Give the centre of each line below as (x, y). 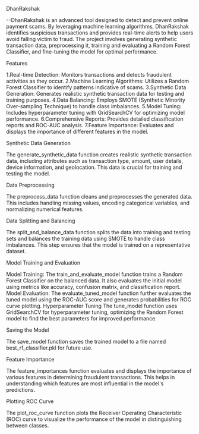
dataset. (16, 251)
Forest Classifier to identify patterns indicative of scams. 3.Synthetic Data (96, 87)
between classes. (28, 425)
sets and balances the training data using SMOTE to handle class (86, 238)
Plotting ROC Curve (30, 401)
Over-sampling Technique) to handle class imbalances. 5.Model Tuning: (94, 106)
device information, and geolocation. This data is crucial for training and (94, 167)
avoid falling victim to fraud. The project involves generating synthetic (91, 39)
